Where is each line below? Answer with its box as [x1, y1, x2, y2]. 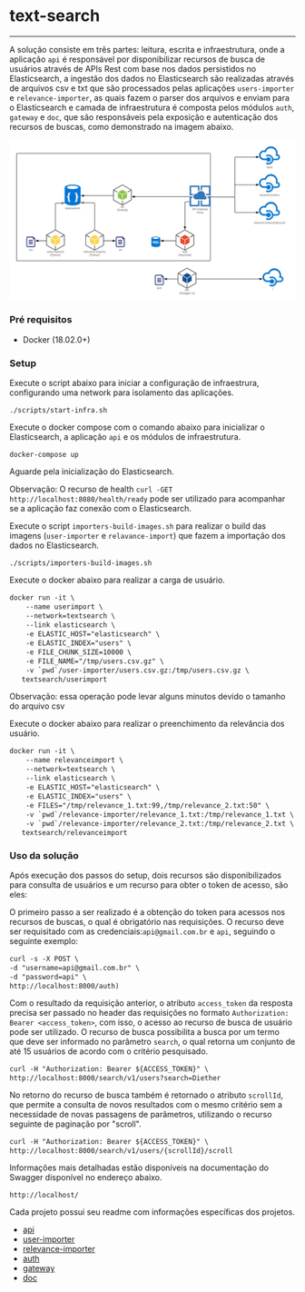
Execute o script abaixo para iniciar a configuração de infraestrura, [9, 378, 260, 389]
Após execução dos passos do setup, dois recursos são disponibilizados [9, 870, 281, 881]
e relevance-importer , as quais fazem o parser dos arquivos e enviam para [9, 92, 290, 103]
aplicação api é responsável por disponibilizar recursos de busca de [9, 54, 266, 65]
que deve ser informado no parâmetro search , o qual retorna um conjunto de [9, 1037, 296, 1048]
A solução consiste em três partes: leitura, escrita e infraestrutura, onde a [9, 44, 285, 55]
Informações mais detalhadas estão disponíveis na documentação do [9, 1162, 270, 1173]
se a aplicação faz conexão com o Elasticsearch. [9, 503, 192, 514]
